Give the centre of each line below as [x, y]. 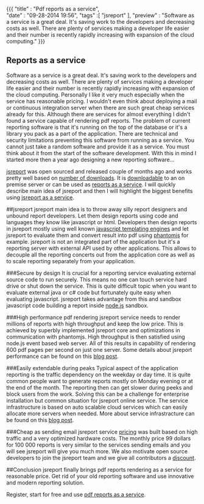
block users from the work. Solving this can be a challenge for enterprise [98, 394]
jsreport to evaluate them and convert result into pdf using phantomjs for [97, 235]
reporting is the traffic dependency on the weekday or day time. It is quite [98, 374]
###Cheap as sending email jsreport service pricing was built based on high [102, 432]
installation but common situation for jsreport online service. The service [97, 400]
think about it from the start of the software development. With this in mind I [101, 153]
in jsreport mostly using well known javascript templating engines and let [97, 228]
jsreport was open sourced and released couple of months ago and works [99, 171]
